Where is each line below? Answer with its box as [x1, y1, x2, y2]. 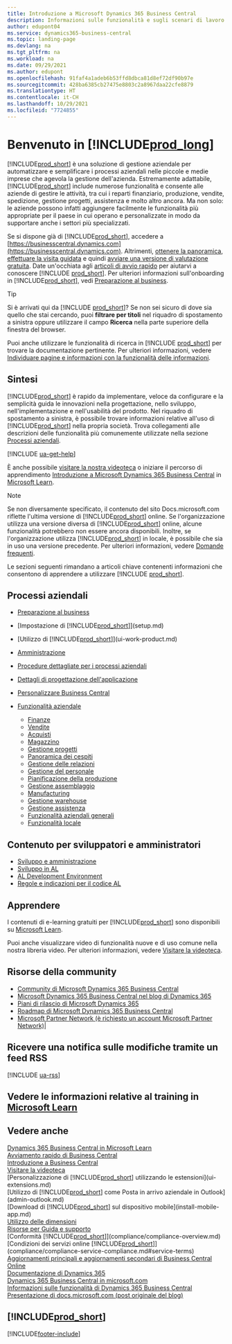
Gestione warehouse [27, 797, 87, 805]
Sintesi [7, 374, 38, 386]
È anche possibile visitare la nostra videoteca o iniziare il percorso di [7, 463, 203, 472]
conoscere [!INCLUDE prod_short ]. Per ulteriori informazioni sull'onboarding [7, 268, 224, 277]
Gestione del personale [27, 767, 94, 775]
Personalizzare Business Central [17, 689, 110, 697]
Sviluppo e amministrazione [17, 857, 97, 865]
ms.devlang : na [7, 42, 51, 49]
